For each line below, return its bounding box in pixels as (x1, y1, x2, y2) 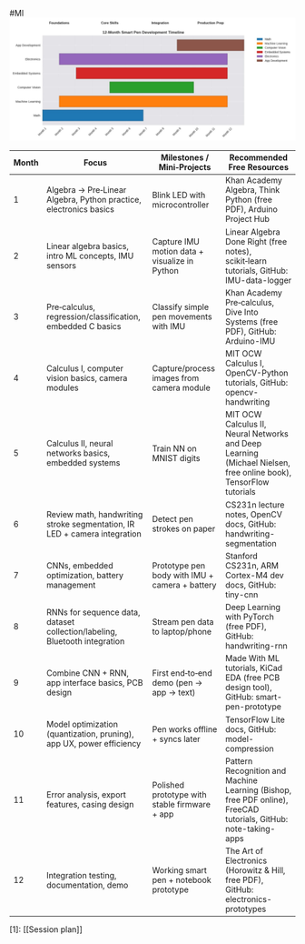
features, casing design (46, 799, 134, 810)
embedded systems (46, 457, 121, 468)
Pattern (225, 755, 253, 767)
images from (152, 372, 200, 383)
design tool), (225, 682, 272, 693)
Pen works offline (152, 723, 218, 735)
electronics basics (46, 204, 115, 215)
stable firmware (152, 799, 212, 810)
